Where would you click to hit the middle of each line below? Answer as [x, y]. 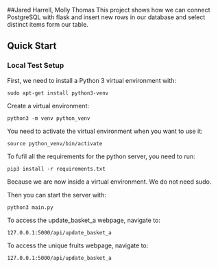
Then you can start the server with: [57, 195]
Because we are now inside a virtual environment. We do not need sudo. [109, 182]
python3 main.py [30, 207]
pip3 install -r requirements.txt [57, 169]
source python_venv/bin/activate [55, 143]
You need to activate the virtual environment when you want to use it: [105, 131]
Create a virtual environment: [48, 106]
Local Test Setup [36, 66]
